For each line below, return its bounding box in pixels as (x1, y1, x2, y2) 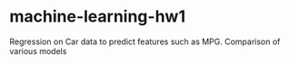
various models (9, 45, 67, 56)
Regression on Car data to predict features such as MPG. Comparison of (9, 36, 281, 47)
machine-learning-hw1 (9, 6, 186, 27)
